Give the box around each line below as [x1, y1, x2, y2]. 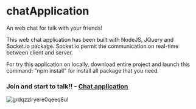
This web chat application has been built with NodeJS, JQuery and [6, 36, 174, 43]
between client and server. [6, 48, 73, 56]
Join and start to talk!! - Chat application [6, 82, 128, 90]
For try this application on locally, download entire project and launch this [6, 61, 191, 68]
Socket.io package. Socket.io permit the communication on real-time [6, 42, 179, 50]
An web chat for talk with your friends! [6, 24, 102, 31]
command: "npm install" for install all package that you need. [6, 67, 159, 74]
